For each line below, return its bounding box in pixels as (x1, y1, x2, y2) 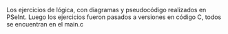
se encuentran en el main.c (6, 20, 84, 28)
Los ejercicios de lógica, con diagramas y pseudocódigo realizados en (6, 6, 207, 14)
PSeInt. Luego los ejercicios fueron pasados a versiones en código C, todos (6, 13, 222, 21)
